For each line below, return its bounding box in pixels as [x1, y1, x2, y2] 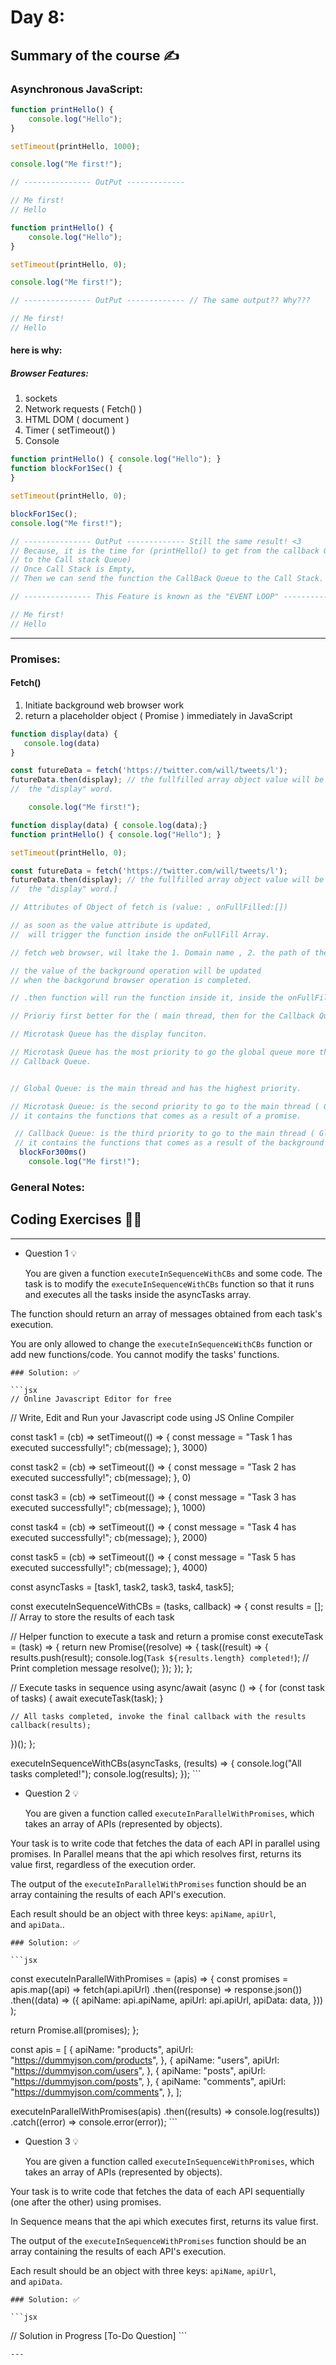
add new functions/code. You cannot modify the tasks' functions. [10, 1348, 280, 1360]
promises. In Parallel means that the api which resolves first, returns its [10, 1847, 302, 1860]
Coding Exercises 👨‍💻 [10, 1211, 143, 1228]
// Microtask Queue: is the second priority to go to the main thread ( [10, 1101, 320, 1111]
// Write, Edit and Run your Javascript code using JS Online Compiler [10, 1411, 295, 1423]
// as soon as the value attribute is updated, [10, 921, 213, 931]
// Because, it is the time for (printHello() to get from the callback [10, 546, 320, 556]
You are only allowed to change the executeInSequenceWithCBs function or [10, 1337, 313, 1350]
